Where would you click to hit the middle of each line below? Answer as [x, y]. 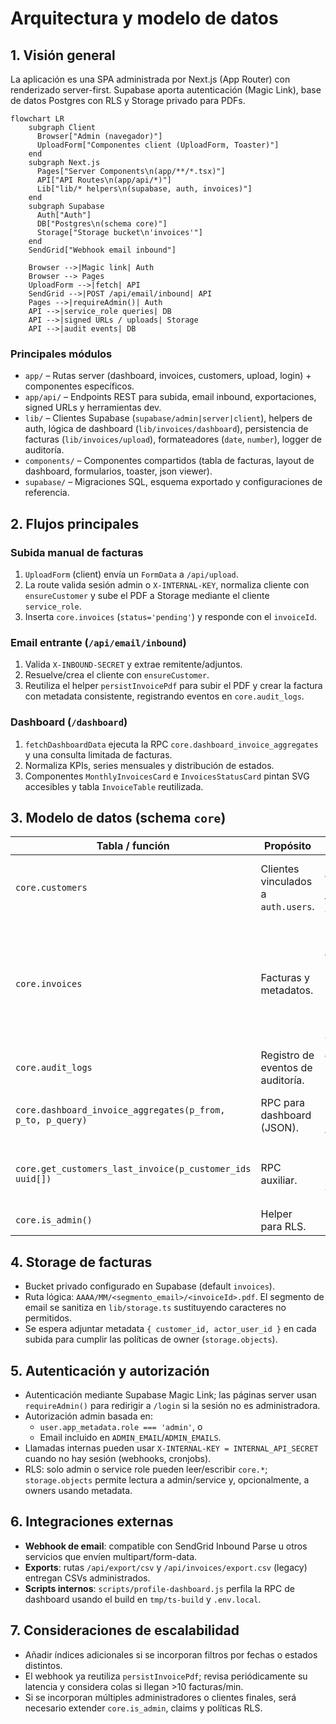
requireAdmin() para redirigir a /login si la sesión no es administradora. [172, 1406]
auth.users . [287, 907]
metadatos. [287, 990]
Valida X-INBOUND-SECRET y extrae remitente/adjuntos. [133, 664]
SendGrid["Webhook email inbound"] [102, 250]
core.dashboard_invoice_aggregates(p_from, [120, 1110]
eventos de [286, 1068]
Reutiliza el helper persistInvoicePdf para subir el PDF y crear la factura [173, 686]
